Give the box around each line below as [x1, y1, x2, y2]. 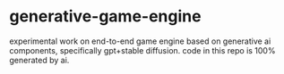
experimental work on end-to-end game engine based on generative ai [9, 36, 271, 46]
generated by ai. [9, 54, 70, 65]
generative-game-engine [9, 6, 202, 27]
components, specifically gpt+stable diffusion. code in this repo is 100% [9, 45, 276, 55]
